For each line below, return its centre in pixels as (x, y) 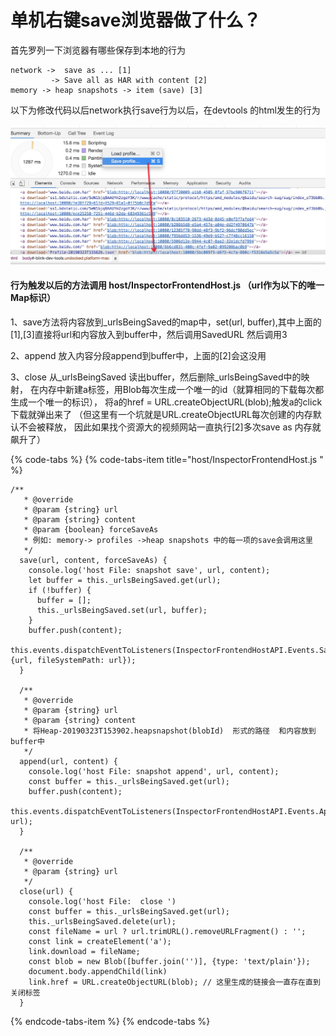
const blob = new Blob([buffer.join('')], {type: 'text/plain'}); (169, 962)
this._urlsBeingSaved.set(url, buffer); (122, 611)
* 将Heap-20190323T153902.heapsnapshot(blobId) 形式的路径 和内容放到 (170, 731)
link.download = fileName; (84, 952)
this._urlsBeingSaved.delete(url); (102, 922)
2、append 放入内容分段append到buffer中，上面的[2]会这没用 (138, 356)
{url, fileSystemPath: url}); (73, 661)
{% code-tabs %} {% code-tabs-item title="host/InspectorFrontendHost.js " (167, 460)
